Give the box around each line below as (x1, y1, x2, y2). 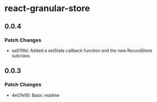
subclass (11, 53, 30, 58)
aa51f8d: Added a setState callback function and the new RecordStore (11, 47, 153, 53)
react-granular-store (4, 3, 90, 14)
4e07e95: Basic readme (11, 92, 59, 98)
